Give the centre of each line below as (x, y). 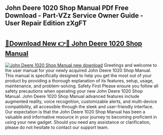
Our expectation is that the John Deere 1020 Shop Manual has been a (75, 112)
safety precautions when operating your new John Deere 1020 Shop (74, 91)
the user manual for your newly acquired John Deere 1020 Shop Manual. (78, 70)
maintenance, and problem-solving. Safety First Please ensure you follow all (82, 86)
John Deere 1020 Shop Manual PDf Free (67, 8)
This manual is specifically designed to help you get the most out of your (78, 76)
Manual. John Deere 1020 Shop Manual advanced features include (72, 96)
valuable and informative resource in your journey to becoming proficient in (81, 117)
